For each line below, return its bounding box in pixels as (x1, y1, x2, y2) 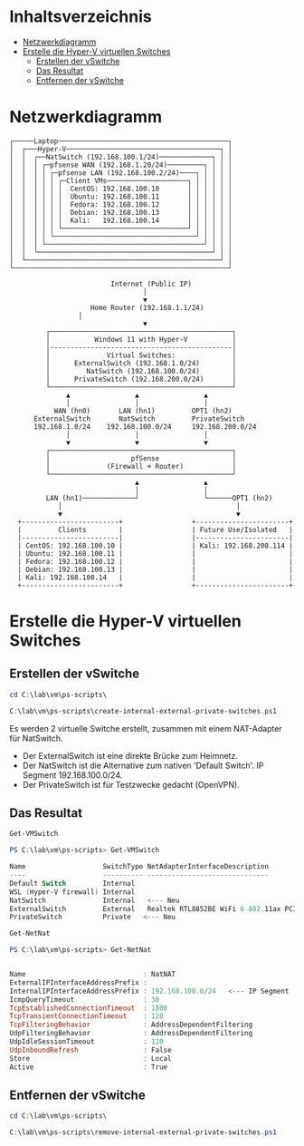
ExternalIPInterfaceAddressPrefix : (9, 977, 147, 987)
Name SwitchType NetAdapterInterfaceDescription (9, 862, 270, 871)
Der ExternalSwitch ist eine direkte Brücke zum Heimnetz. (22, 750, 238, 761)
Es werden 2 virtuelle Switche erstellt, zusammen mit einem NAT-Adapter (9, 723, 282, 733)
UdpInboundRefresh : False (9, 1045, 172, 1054)
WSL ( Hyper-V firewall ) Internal (9, 887, 136, 897)
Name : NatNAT (9, 970, 176, 979)
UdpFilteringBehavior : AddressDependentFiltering (9, 1029, 253, 1038)
